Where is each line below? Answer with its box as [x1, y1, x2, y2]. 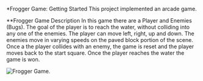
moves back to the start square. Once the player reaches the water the [6, 49, 185, 57]
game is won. [6, 56, 40, 63]
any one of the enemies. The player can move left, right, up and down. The [6, 30, 194, 37]
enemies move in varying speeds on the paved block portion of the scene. [6, 37, 194, 43]
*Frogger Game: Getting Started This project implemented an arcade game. [6, 5, 197, 12]
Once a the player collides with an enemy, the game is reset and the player [6, 43, 194, 50]
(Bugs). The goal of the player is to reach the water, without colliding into [6, 24, 190, 30]
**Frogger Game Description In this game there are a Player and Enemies [6, 17, 193, 24]
